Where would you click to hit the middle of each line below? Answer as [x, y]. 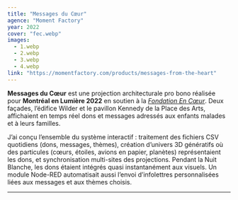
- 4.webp [27, 66]
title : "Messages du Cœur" [47, 14]
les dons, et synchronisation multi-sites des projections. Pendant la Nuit [112, 159]
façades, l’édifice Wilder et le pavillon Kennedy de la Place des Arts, [106, 108]
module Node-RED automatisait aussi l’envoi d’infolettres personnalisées [113, 175]
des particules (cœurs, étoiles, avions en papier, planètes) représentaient [114, 152]
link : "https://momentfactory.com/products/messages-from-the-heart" [112, 73]
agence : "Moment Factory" [45, 20]
